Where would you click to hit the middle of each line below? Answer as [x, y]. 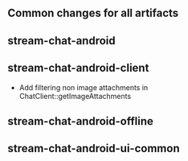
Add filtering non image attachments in [84, 87]
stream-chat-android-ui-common [94, 149]
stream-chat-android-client [78, 68]
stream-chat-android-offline [81, 121]
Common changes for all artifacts [93, 13]
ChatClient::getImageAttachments [75, 96]
